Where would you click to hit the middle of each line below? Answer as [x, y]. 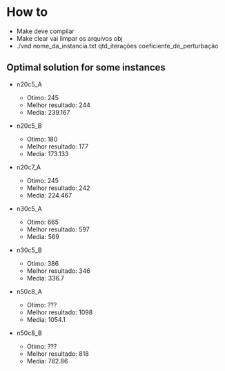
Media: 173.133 [48, 153]
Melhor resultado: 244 [58, 105]
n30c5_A [29, 209]
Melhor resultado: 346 [58, 271]
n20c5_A [29, 84]
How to [27, 12]
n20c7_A [29, 167]
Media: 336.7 [46, 278]
